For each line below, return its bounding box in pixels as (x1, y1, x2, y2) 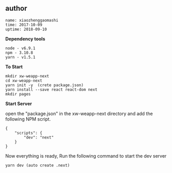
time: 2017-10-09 (5, 22, 43, 27)
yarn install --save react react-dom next (5, 87, 98, 92)
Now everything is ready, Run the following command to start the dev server (5, 152, 167, 159)
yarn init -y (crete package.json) (5, 82, 84, 88)
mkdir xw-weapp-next (5, 73, 50, 79)
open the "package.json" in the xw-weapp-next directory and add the (5, 110, 153, 117)
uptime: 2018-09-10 (5, 27, 47, 32)
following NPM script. (5, 116, 51, 122)
